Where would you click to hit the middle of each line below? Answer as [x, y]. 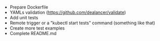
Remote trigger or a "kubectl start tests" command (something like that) [82, 23]
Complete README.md [33, 33]
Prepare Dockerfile [29, 7]
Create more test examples [37, 28]
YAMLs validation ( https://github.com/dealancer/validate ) [68, 12]
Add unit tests [24, 18]
